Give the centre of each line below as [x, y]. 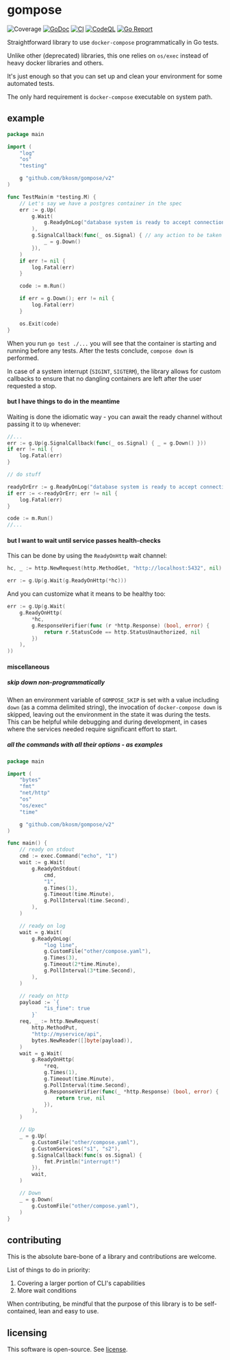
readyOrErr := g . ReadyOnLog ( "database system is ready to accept [102, 487]
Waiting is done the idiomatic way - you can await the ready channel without [115, 416]
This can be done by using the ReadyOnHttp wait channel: [87, 556]
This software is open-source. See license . [67, 1350]
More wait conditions [47, 1291]
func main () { [27, 843]
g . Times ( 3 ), [61, 958]
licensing [27, 1333]
